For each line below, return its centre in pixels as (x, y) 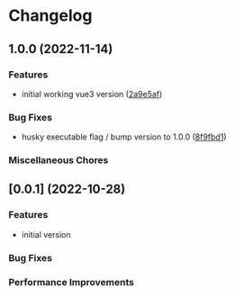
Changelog (50, 16)
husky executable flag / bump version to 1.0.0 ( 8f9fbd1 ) (124, 137)
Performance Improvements (72, 282)
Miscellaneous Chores (59, 160)
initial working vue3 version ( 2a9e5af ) (92, 94)
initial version (46, 234)
